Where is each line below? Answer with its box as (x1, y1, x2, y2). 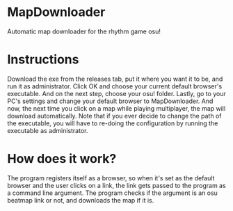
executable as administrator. (7, 126, 88, 134)
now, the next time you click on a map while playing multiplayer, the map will (7, 104, 226, 112)
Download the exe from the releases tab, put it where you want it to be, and (7, 75, 223, 83)
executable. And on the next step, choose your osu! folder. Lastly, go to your (7, 89, 226, 97)
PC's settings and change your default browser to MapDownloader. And (7, 97, 214, 105)
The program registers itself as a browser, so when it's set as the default (7, 173, 215, 182)
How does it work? (7, 151, 117, 167)
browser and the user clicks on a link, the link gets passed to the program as (7, 181, 226, 189)
